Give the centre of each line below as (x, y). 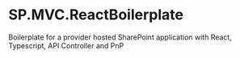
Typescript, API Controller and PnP (66, 45)
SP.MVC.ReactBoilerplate (96, 15)
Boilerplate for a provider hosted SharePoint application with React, (120, 37)
